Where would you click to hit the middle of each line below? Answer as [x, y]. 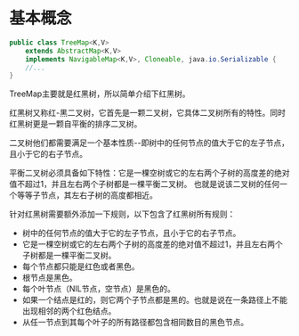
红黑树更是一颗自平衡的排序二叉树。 [76, 124]
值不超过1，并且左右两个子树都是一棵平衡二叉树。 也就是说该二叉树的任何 [145, 184]
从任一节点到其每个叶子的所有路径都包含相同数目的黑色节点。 [135, 323]
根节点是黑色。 [49, 278]
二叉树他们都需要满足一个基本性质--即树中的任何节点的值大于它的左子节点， [149, 143]
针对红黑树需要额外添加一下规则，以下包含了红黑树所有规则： [122, 214]
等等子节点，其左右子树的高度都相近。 [87, 195]
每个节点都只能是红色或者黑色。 [81, 266]
